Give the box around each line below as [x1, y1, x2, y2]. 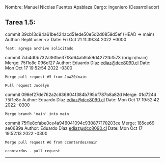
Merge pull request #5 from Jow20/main [5, 74, 87, 79]
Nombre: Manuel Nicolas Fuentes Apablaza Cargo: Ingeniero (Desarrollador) [5, 4, 160, 10]
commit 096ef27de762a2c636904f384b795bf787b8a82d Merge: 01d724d [5, 92, 157, 97]
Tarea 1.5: [5, 18, 36, 26]
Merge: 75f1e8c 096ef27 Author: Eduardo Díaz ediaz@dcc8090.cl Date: [5, 60, 151, 66]
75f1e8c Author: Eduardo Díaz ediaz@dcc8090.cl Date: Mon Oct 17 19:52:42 [5, 96, 160, 102]
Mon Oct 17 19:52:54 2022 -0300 [5, 65, 73, 70]
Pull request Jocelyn [5, 83, 50, 88]
